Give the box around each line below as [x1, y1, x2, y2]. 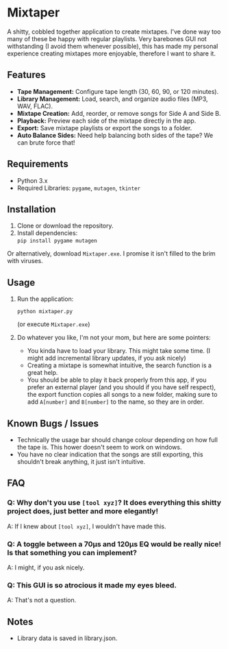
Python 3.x [16, 176, 48, 184]
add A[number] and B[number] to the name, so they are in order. [27, 397, 204, 406]
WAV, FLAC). [16, 101, 53, 110]
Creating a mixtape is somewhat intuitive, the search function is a [27, 361, 212, 369]
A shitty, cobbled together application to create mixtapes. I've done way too [7, 27, 221, 36]
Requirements [7, 158, 68, 170]
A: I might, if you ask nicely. [7, 563, 85, 572]
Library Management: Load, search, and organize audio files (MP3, [16, 95, 208, 103]
